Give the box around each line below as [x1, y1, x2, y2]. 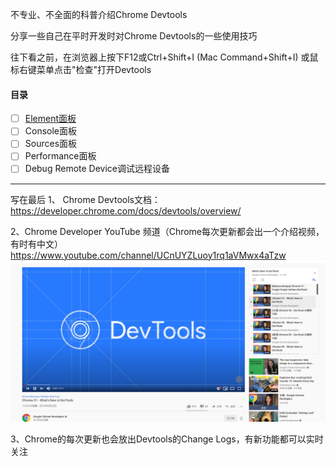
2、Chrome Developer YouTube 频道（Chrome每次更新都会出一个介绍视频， [10, 225, 325, 237]
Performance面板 [24, 150, 97, 162]
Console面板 [24, 125, 78, 137]
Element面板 [24, 113, 77, 125]
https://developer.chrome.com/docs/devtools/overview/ [10, 204, 242, 217]
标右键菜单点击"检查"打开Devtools [10, 64, 152, 75]
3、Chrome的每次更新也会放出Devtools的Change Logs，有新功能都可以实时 [10, 433, 324, 445]
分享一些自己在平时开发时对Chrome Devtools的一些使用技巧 [10, 30, 258, 42]
